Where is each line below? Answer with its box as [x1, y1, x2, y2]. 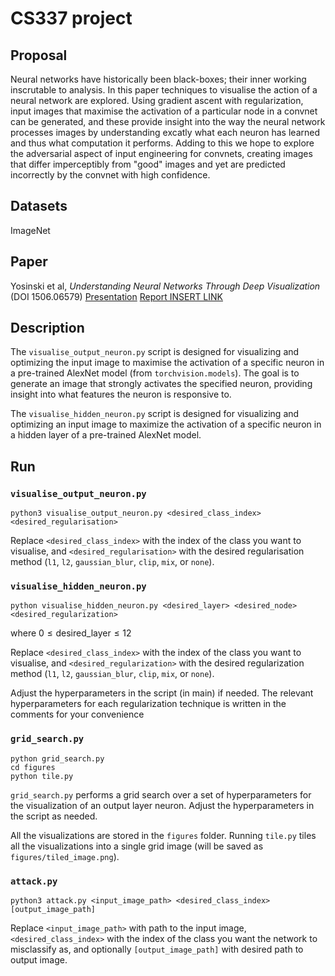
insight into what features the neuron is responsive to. [10, 388, 232, 401]
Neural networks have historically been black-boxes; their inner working [10, 73, 307, 85]
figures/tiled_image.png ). [10, 850, 120, 862]
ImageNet [10, 224, 51, 236]
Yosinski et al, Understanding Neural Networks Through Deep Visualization [10, 280, 321, 292]
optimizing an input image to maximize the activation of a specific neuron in [10, 418, 322, 431]
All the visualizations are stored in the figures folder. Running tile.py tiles [10, 829, 317, 841]
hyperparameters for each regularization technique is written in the [10, 698, 287, 710]
